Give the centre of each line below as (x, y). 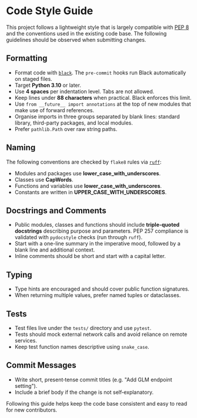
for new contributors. (32, 410)
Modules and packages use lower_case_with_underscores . (87, 173)
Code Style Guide (50, 11)
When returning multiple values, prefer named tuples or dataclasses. (98, 295)
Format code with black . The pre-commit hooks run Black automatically (100, 73)
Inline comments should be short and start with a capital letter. (90, 256)
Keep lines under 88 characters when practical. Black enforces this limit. (103, 97)
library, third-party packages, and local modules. (74, 123)
